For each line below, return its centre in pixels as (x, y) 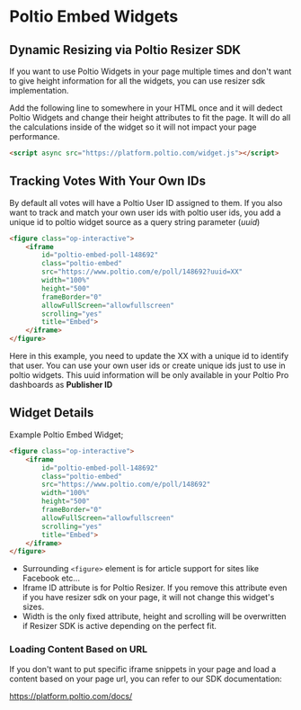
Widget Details (52, 413)
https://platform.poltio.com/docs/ (71, 696)
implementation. (39, 90)
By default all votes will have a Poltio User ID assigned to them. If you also (146, 202)
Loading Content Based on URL (79, 650)
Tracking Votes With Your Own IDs (108, 181)
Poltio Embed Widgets (94, 17)
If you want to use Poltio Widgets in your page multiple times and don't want (150, 71)
